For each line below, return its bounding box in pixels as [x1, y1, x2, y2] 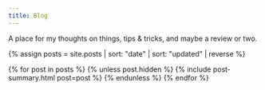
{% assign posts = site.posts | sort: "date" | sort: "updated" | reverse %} [8, 49, 246, 58]
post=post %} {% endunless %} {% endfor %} [57, 72, 209, 82]
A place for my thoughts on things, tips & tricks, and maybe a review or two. [8, 33, 258, 43]
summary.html [8, 72, 56, 82]
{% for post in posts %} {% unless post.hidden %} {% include [8, 65, 212, 74]
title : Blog [8, 11, 48, 20]
